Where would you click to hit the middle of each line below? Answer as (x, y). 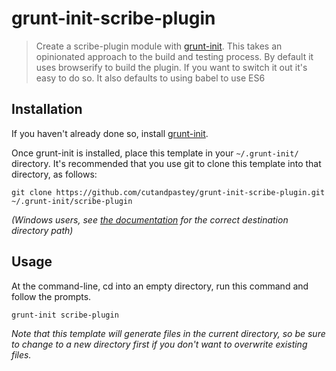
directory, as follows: (54, 174)
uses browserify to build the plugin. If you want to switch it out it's (171, 67)
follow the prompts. (51, 296)
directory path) (42, 230)
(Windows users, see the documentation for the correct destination (150, 219)
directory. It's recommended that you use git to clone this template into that (166, 163)
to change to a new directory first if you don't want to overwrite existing (159, 344)
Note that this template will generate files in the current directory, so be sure (168, 333)
